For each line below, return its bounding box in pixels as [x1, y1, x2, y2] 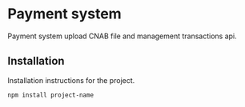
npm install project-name [7, 91, 94, 99]
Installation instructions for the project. [7, 75, 135, 85]
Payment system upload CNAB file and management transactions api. [7, 31, 237, 41]
